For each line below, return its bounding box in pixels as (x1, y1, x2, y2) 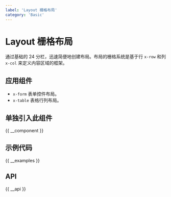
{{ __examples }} (5, 157, 40, 163)
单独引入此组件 (5, 113, 53, 122)
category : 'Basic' (5, 12, 44, 17)
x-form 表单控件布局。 (12, 91, 60, 97)
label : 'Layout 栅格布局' (5, 7, 58, 13)
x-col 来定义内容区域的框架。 (5, 60, 67, 66)
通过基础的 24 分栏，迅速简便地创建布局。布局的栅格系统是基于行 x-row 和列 (5, 54, 166, 60)
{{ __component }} (5, 128, 44, 134)
